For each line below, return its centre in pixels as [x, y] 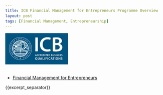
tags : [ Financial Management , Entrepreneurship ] [57, 21]
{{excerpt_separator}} [28, 87]
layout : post [19, 16]
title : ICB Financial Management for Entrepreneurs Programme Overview [81, 10]
